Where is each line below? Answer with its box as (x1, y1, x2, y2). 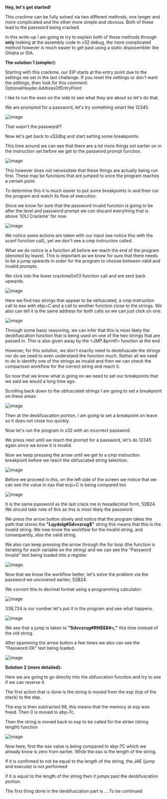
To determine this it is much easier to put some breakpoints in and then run (5, 188, 159, 194)
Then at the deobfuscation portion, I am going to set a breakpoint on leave (5, 412, 158, 418)
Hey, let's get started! (5, 4, 51, 10)
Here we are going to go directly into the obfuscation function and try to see (5, 674, 161, 680)
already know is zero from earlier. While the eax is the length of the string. (5, 749, 157, 754)
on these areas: (5, 393, 37, 399)
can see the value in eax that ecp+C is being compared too (5, 482, 126, 488)
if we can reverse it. (5, 679, 46, 685)
